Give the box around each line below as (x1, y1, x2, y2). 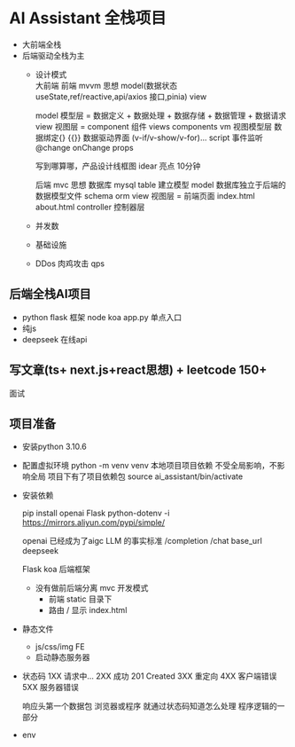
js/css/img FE (35, 641, 86, 652)
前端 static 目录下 (48, 594, 113, 604)
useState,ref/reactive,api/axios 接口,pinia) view (35, 90, 207, 102)
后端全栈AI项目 (9, 287, 91, 302)
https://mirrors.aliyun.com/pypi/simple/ (21, 517, 166, 528)
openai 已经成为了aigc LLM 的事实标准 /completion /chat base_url (21, 536, 263, 546)
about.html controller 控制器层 (35, 201, 145, 212)
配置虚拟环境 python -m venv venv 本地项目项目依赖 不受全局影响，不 (21, 460, 277, 471)
